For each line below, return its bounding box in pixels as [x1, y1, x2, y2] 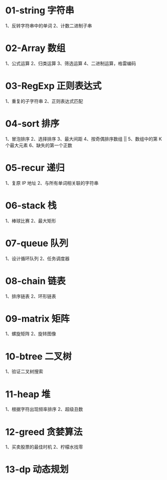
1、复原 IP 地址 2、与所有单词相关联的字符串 [5, 180, 99, 186]
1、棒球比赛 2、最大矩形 [5, 217, 56, 224]
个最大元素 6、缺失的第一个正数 [5, 142, 73, 148]
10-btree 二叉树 [5, 351, 72, 362]
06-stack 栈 [5, 200, 57, 211]
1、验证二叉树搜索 [5, 368, 44, 375]
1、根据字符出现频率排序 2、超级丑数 [5, 406, 83, 412]
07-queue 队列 [5, 237, 69, 249]
